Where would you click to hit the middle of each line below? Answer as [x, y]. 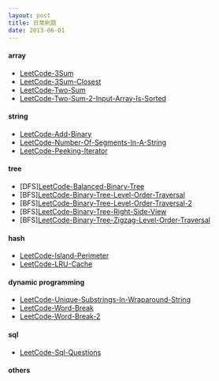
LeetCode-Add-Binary [56, 134]
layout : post [30, 15]
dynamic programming [46, 282]
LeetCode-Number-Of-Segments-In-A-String [93, 142]
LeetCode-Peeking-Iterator [63, 150]
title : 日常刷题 [32, 23]
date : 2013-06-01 [37, 30]
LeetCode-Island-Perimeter [64, 256]
